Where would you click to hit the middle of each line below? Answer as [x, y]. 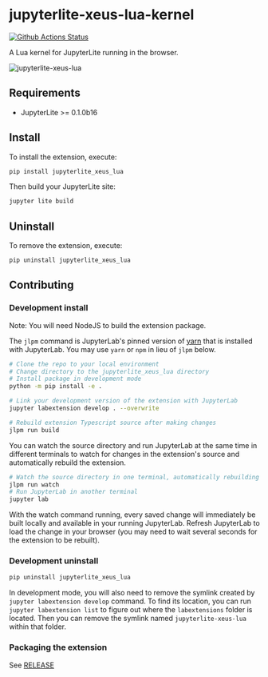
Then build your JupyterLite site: [63, 186]
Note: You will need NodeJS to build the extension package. [108, 325]
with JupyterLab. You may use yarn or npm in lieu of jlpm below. [112, 349]
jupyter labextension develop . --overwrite [84, 409]
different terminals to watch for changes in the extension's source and [124, 454]
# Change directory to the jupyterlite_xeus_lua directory [109, 371]
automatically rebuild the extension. [68, 463]
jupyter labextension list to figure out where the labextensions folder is [131, 610]
